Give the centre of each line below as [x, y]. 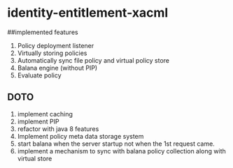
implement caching [45, 114]
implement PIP [38, 121]
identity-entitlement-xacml [88, 13]
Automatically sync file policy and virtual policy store [93, 60]
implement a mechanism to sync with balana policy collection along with [121, 151]
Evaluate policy [39, 75]
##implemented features [43, 32]
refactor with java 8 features [58, 129]
